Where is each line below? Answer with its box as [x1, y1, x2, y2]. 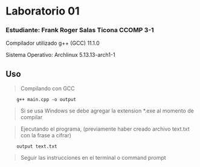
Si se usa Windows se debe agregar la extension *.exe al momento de [20, 107, 194, 114]
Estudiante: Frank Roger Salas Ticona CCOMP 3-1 [5, 26, 155, 34]
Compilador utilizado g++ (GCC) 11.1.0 [5, 39, 100, 47]
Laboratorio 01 [5, 4, 80, 18]
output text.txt [16, 143, 58, 149]
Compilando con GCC [20, 85, 75, 92]
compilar [20, 114, 43, 121]
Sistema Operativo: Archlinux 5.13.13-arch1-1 [5, 51, 115, 59]
